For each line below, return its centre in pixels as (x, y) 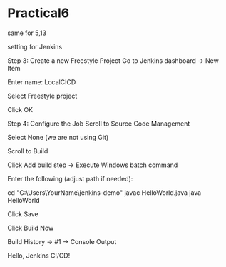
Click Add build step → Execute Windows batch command (93, 165)
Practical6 (38, 13)
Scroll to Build (28, 151)
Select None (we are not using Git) (58, 137)
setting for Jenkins (35, 46)
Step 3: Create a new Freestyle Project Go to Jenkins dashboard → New (113, 60)
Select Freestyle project (42, 96)
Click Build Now (31, 228)
